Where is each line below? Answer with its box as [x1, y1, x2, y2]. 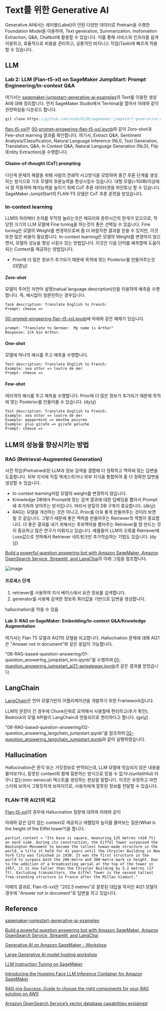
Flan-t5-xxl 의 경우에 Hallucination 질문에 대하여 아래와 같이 [5, 809, 121, 815]
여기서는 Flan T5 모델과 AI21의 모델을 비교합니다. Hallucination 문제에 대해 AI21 [5, 634, 160, 641]
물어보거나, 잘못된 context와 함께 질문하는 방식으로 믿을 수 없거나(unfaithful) [5, 770, 154, 777]
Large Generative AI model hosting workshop [5, 952, 97, 958]
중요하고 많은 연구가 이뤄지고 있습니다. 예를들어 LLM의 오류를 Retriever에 [17, 528, 160, 533]
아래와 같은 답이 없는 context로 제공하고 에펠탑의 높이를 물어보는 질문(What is [5, 819, 156, 825]
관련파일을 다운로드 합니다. [5, 106, 57, 112]
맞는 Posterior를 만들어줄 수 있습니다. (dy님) [10, 399, 96, 405]
